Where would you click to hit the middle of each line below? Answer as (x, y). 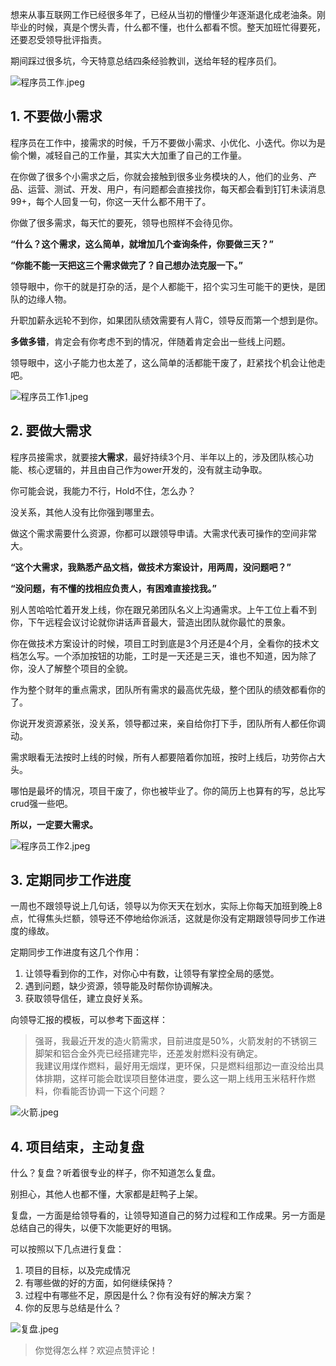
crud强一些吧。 (42, 803)
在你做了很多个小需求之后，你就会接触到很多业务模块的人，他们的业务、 (159, 176)
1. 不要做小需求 (56, 116)
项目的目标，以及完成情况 (77, 1270)
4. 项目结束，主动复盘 (77, 1146)
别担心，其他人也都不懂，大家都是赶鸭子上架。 (106, 1194)
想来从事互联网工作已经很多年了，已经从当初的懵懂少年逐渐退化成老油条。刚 (168, 14)
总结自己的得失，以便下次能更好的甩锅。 (93, 1228)
